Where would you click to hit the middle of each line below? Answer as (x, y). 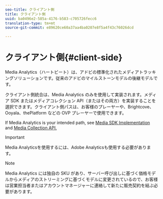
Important (15, 138)
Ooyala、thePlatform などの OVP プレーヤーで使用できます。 (66, 113)
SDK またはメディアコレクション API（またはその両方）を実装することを (83, 101)
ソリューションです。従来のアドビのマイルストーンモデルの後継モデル (83, 78)
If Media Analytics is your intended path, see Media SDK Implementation (78, 123)
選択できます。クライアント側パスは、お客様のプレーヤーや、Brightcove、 (80, 107)
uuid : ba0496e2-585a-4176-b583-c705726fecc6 (51, 19)
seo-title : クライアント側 (30, 10)
